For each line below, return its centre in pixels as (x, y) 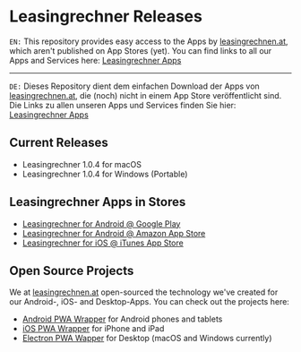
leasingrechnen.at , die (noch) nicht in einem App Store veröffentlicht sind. (146, 95)
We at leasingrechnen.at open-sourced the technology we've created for (144, 292)
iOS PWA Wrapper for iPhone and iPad (93, 329)
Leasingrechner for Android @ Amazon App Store (114, 233)
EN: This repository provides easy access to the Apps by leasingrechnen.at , (149, 41)
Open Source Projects (72, 270)
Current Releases (59, 143)
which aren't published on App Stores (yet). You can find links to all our (141, 50)
